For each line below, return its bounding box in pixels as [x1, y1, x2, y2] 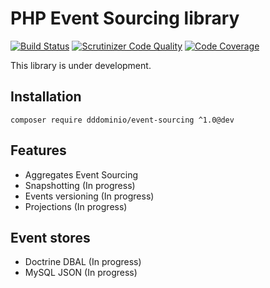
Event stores [10, 229, 91, 246]
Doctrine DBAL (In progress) [24, 256, 142, 268]
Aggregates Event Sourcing [24, 168, 139, 181]
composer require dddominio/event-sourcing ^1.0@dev [10, 115, 235, 125]
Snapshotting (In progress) [24, 179, 136, 191]
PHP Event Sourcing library [10, 7, 240, 30]
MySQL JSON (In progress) [24, 267, 138, 279]
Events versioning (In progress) [24, 190, 155, 202]
